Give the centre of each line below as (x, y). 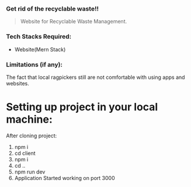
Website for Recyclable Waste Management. (74, 22)
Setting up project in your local (82, 107)
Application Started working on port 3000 (65, 178)
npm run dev (30, 172)
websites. (18, 83)
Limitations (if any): (34, 64)
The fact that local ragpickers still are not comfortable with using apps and (95, 77)
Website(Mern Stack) (40, 49)
